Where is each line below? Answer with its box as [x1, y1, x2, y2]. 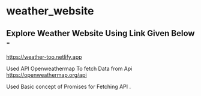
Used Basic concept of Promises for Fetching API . [6, 83, 131, 90]
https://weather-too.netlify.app [6, 53, 82, 61]
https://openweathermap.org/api [6, 71, 87, 79]
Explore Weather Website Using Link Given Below [6, 28, 195, 38]
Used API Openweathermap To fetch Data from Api [6, 65, 133, 72]
